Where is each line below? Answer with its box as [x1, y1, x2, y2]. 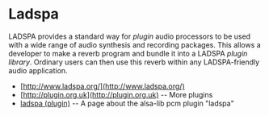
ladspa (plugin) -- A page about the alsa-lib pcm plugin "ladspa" [19, 98, 234, 108]
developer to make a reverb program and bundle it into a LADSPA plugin [8, 48, 248, 58]
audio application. [8, 65, 68, 75]
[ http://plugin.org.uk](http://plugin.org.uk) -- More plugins [19, 89, 213, 99]
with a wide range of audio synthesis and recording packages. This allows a [8, 39, 261, 49]
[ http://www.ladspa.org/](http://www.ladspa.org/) [19, 81, 185, 91]
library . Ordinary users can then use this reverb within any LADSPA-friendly [8, 57, 260, 67]
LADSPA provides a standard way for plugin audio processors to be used [8, 31, 251, 41]
